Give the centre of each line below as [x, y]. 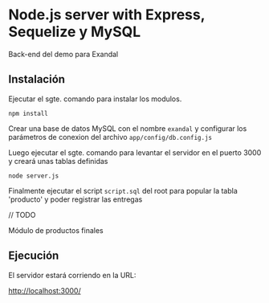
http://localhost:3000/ [45, 290]
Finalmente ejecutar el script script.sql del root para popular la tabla [123, 190]
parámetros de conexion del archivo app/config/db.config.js [110, 137]
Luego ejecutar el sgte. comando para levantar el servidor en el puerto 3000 [135, 152]
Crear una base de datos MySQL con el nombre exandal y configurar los [128, 128]
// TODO [22, 215]
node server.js [34, 176]
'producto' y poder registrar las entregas [75, 199]
